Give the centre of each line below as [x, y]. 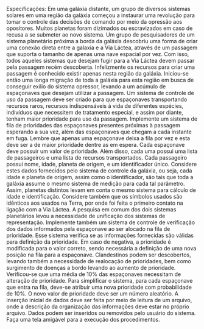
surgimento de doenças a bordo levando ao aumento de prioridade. [91, 268]
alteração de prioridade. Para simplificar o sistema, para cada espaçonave [100, 281]
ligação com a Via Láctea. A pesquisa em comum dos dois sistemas [91, 209]
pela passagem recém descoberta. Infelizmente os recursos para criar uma [101, 67]
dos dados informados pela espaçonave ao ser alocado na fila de [88, 229]
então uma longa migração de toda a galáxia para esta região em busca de [100, 80]
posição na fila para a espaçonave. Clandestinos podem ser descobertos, [99, 255]
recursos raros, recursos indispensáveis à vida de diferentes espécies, [95, 106]
